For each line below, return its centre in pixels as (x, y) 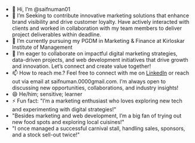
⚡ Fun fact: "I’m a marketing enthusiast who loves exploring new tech (97, 101)
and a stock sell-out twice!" (46, 135)
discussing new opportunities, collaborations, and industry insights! (95, 88)
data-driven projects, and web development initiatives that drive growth (100, 60)
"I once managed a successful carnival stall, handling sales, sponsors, (98, 128)
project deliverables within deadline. (57, 35)
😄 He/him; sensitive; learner (47, 94)
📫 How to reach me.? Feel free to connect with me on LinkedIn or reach (100, 73)
